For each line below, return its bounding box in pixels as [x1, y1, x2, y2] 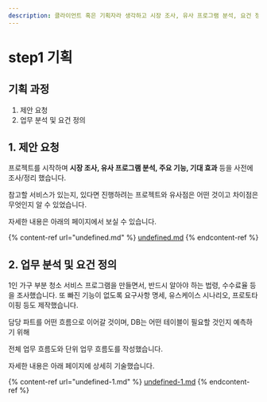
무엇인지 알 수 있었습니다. [8, 200, 87, 209]
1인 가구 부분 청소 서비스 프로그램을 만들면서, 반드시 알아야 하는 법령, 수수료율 [8, 280, 249, 291]
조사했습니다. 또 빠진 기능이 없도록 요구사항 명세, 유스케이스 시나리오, [16, 291, 230, 300]
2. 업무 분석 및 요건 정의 [8, 258, 118, 271]
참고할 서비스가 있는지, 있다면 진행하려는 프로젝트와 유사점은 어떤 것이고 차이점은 [8, 190, 259, 200]
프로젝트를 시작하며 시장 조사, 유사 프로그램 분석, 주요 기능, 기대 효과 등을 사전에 [8, 163, 253, 173]
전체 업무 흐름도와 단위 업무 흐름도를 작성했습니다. [8, 344, 164, 354]
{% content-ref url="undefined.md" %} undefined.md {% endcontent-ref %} [8, 232, 259, 243]
